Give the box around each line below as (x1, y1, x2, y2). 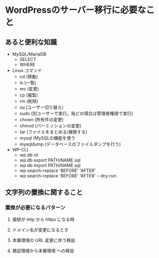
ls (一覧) (19, 80, 36, 86)
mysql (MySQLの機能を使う (19, 135, 76, 141)
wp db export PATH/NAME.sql (19, 157, 81, 163)
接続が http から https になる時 (12, 216, 75, 222)
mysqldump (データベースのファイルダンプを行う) (19, 141, 121, 147)
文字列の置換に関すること (5, 188, 83, 197)
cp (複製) (19, 92, 38, 98)
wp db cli (19, 152, 38, 158)
